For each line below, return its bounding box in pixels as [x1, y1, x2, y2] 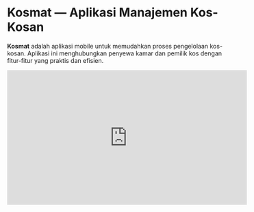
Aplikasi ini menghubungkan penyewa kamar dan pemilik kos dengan [27, 49, 223, 57]
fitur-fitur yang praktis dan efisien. [7, 56, 104, 64]
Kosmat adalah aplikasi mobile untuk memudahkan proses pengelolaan [7, 42, 209, 50]
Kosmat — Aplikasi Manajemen [7, 5, 188, 21]
